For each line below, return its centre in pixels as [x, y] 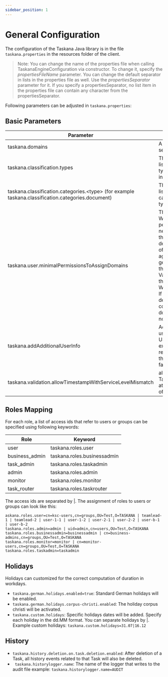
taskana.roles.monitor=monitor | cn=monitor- [53, 542]
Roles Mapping [29, 410]
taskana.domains [28, 147]
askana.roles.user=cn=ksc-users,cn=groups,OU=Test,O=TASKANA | [72, 516]
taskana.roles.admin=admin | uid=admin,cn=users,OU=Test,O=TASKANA [77, 529]
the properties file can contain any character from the [73, 90]
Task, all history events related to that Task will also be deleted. [77, 658]
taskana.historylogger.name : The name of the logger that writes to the [87, 664]
